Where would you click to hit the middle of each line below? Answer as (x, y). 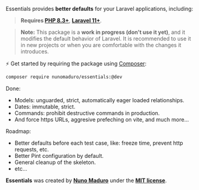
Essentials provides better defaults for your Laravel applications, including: (99, 9)
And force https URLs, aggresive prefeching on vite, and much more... (102, 119)
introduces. (34, 51)
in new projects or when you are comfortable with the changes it (101, 45)
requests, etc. (31, 149)
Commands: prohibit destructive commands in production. (87, 113)
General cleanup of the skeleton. (55, 162)
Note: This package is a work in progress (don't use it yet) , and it (103, 32)
